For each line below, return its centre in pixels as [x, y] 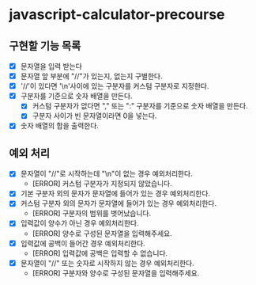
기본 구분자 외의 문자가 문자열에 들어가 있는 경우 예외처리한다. [115, 194]
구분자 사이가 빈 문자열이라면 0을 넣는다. [94, 116]
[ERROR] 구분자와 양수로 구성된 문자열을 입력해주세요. [116, 273]
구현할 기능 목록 [45, 46]
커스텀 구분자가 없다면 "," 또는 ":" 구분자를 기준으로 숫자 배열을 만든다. [140, 106]
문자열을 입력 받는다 [51, 66]
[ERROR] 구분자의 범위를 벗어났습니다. [92, 213]
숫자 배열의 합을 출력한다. [60, 126]
